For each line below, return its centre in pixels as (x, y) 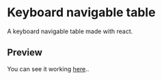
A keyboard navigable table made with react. (70, 31)
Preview (25, 53)
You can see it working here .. (48, 68)
